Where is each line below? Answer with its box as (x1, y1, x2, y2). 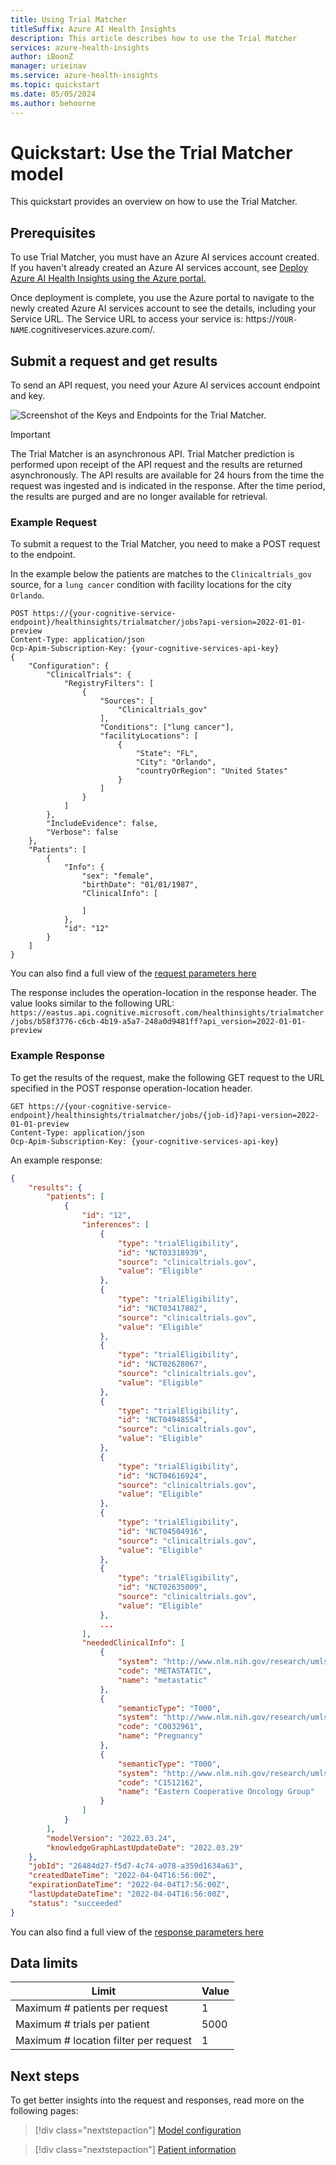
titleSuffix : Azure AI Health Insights (10, 24, 177, 34)
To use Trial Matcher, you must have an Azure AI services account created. (10, 251, 320, 263)
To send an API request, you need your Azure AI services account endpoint (10, 379, 321, 391)
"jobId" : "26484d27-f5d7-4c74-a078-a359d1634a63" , (28, 1861, 244, 1871)
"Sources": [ (99, 696, 155, 706)
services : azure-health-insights (10, 42, 150, 53)
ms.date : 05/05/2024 (10, 89, 97, 99)
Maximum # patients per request (15, 2001, 168, 2015)
